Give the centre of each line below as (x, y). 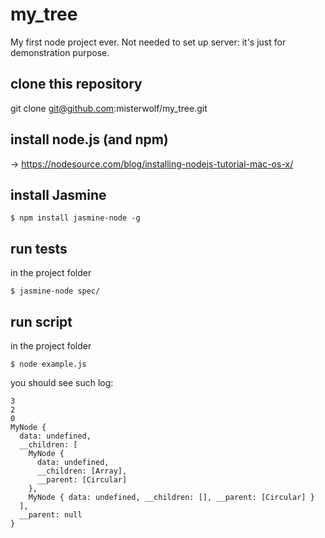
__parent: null (51, 515)
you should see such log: (62, 382)
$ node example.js (48, 364)
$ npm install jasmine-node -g (75, 218)
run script (41, 321)
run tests (39, 248)
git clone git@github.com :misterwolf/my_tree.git (109, 108)
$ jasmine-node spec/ (55, 291)
